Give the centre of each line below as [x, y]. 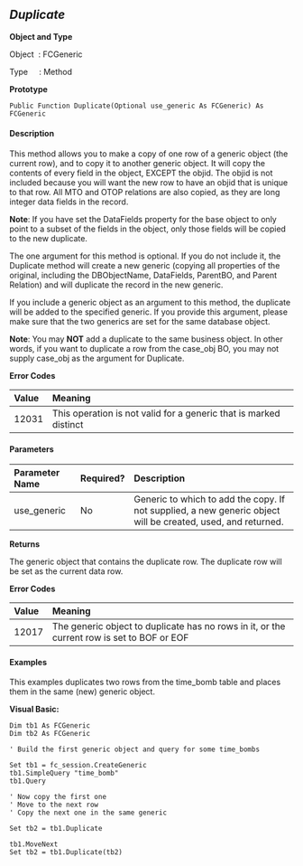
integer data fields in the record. [69, 202]
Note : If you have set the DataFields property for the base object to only [143, 220]
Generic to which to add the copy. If [210, 499]
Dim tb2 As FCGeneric [50, 734]
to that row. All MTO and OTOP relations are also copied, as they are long [145, 193]
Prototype [28, 89]
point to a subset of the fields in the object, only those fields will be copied [148, 229]
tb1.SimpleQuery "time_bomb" [64, 773]
